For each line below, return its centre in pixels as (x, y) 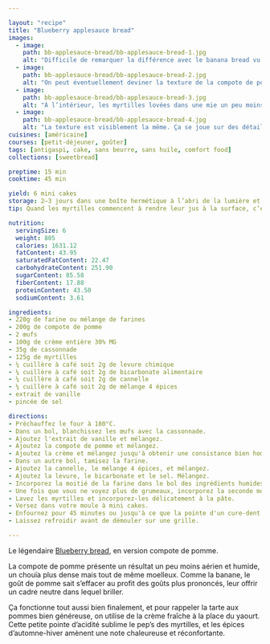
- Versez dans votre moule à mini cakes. (79, 506)
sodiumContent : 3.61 (50, 298)
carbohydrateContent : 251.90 (64, 268)
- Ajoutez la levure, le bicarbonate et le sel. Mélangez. (109, 476)
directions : (28, 416)
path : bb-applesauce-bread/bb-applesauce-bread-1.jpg (115, 53)
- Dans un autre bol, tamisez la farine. (79, 461)
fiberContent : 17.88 (50, 283)
